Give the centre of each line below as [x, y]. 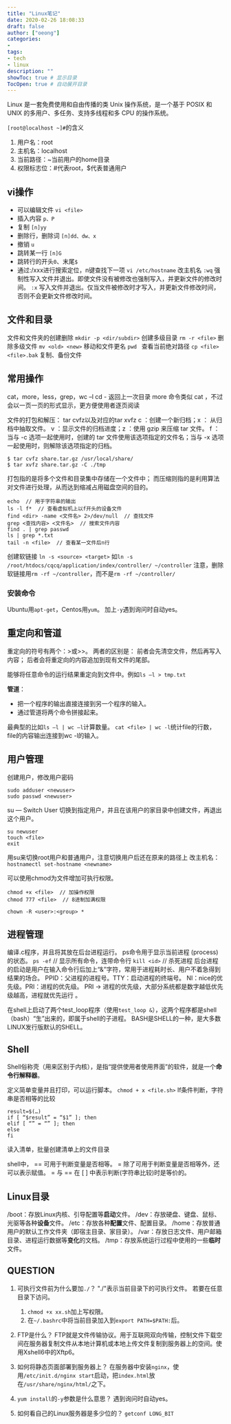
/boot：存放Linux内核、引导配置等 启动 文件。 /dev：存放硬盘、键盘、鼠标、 [114, 1215]
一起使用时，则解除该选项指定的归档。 [61, 446]
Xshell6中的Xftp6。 [51, 1352]
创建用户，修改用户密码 [40, 777]
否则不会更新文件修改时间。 [56, 296]
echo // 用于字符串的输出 [42, 501]
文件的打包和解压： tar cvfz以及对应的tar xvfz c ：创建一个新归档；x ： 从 [112, 420]
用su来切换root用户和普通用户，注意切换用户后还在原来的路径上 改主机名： [113, 857]
